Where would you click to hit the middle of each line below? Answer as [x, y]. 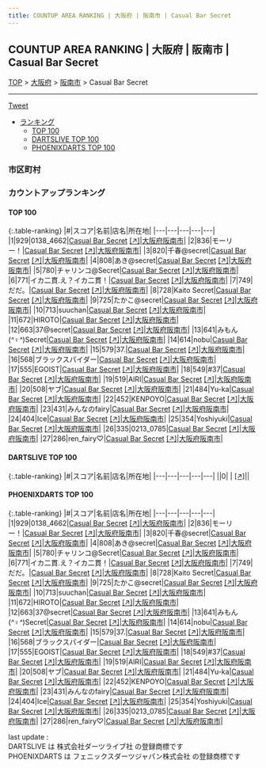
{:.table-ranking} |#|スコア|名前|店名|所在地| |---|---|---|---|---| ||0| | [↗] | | [129, 476]
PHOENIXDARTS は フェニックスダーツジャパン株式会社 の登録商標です [125, 756]
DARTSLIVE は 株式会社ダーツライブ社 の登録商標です [96, 746]
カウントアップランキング [57, 193]
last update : [28, 736]
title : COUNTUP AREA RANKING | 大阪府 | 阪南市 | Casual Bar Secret [120, 15]
